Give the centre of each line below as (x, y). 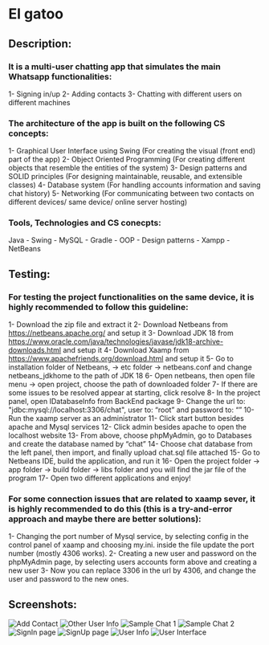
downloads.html (35, 350)
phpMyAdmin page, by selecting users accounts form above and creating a (132, 562)
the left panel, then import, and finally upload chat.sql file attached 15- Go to (134, 453)
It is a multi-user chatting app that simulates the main (114, 67)
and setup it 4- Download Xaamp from (126, 350)
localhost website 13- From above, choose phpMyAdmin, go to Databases (130, 435)
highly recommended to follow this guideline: (98, 307)
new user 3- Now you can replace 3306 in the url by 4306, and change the (132, 570)
